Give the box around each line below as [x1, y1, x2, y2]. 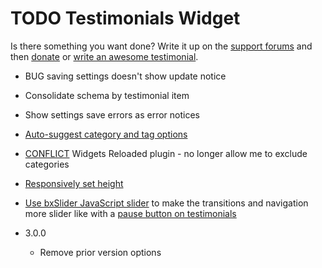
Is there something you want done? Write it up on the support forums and [10, 40, 313, 52]
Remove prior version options [39, 246, 162, 258]
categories [24, 158, 70, 170]
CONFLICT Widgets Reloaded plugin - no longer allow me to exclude [24, 147, 308, 159]
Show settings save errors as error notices [24, 108, 200, 121]
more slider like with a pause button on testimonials [24, 207, 237, 219]
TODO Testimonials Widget [10, 7, 241, 30]
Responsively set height [24, 177, 124, 189]
